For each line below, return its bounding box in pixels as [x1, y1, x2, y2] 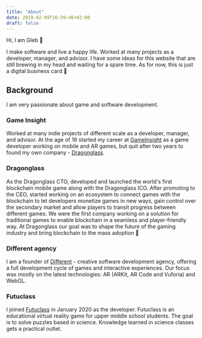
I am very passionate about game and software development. [6, 101, 159, 109]
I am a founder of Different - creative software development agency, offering [6, 258, 197, 266]
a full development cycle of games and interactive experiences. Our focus [6, 264, 190, 272]
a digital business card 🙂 [6, 68, 68, 75]
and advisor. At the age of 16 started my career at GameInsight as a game [6, 136, 189, 144]
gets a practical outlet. [6, 325, 62, 333]
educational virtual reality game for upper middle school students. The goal [6, 312, 194, 320]
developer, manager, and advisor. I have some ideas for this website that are [6, 55, 196, 62]
